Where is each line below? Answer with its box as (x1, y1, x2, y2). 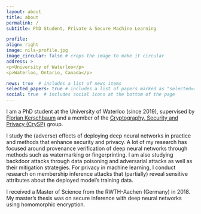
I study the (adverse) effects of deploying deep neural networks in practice (6, 132, 191, 139)
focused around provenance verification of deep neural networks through (6, 145, 188, 152)
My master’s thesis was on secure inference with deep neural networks (6, 195, 182, 201)
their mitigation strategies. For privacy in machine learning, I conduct (6, 164, 176, 171)
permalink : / (6, 20, 39, 26)
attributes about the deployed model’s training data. (6, 177, 133, 184)
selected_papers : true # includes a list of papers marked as (6, 86, 165, 92)
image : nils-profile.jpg (6, 47, 68, 54)
